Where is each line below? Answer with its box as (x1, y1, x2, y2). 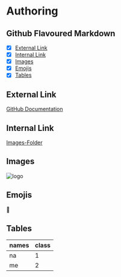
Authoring (6, 4, 58, 18)
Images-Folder (6, 139, 43, 146)
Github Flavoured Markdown (6, 28, 116, 39)
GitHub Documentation (6, 106, 63, 113)
